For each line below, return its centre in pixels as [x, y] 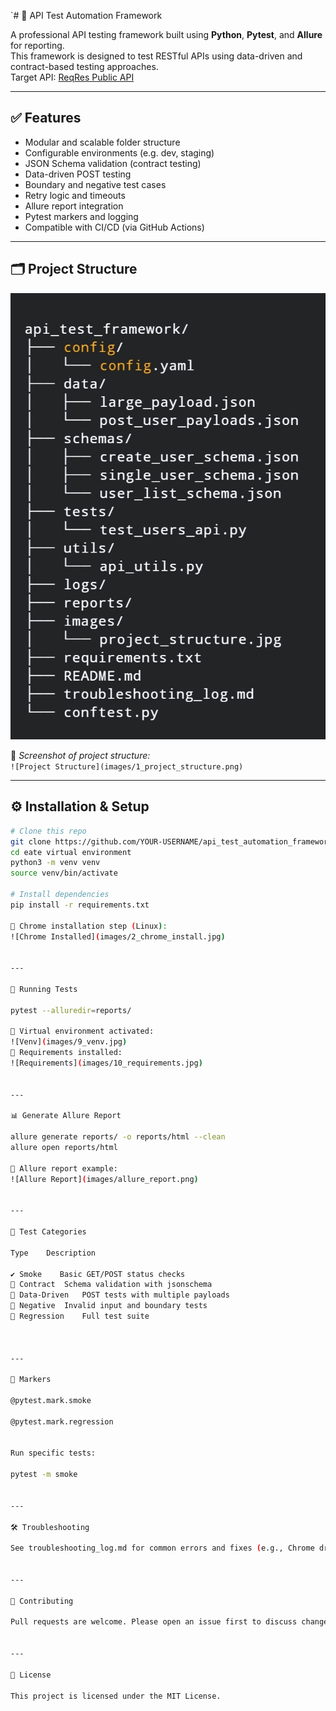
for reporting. [37, 45]
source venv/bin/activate [64, 873]
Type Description [53, 1253]
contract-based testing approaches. [84, 66]
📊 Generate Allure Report [66, 1116]
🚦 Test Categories [48, 1232]
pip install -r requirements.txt [80, 905]
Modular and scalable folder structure [102, 142]
